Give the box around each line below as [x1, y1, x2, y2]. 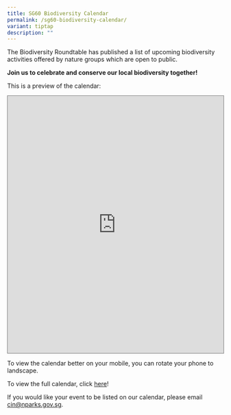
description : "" [7, 29, 53, 36]
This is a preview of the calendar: [7, 82, 101, 90]
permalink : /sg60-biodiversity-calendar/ [7, 16, 127, 23]
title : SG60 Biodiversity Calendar [7, 10, 109, 17]
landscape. [7, 366, 39, 375]
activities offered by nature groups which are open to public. [7, 56, 178, 64]
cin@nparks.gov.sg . [7, 401, 64, 409]
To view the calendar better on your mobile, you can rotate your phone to [7, 359, 214, 368]
